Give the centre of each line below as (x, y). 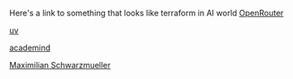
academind (30, 48)
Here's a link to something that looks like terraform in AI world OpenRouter (146, 13)
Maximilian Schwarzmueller (60, 65)
